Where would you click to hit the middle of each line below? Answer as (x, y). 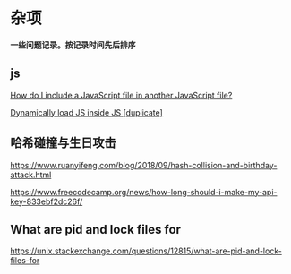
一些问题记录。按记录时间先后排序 (73, 45)
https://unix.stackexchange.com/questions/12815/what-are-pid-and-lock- (146, 251)
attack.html (31, 175)
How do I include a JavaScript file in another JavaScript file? (121, 95)
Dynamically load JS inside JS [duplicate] (87, 112)
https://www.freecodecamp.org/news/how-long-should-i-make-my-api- (144, 192)
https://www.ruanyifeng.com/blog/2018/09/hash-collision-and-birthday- (144, 165)
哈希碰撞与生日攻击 (63, 143)
